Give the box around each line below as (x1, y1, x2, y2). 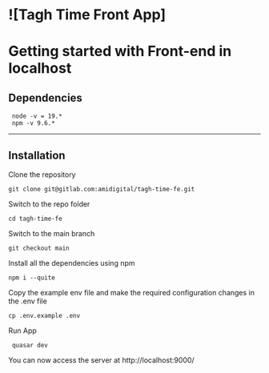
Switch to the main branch (8, 229, 95, 238)
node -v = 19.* (11, 112, 62, 121)
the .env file (8, 296, 48, 306)
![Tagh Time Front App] (8, 6, 167, 24)
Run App (8, 326, 38, 335)
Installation (8, 148, 66, 162)
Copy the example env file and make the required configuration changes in (8, 288, 255, 297)
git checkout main (8, 244, 70, 252)
